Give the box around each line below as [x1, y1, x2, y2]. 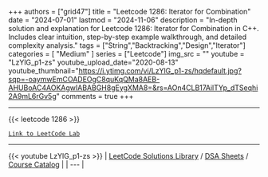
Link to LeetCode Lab [8, 130, 81, 138]
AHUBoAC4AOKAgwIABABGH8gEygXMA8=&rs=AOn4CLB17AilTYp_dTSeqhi [8, 83, 258, 92]
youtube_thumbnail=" [8, 66, 79, 75]
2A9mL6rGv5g [8, 92, 57, 100]
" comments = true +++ [56, 92, 134, 100]
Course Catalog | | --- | [8, 159, 85, 169]
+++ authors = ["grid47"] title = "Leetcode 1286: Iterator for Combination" [8, 7, 251, 16]
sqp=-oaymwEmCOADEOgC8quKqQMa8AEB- [8, 75, 160, 84]
